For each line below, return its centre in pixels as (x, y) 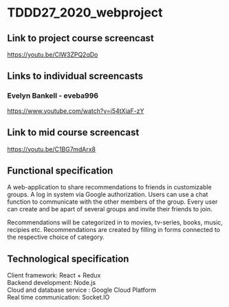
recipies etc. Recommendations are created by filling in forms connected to (114, 230)
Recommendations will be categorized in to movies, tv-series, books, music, (115, 222)
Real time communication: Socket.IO (58, 297)
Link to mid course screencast (73, 133)
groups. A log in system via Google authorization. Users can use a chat (108, 195)
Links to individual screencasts (75, 76)
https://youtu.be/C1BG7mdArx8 (52, 149)
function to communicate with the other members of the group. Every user (112, 202)
